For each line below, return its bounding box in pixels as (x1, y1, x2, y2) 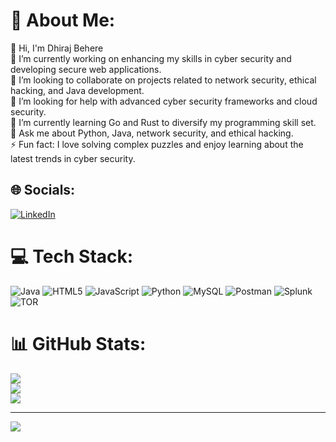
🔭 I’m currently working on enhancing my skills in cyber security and (10, 52, 292, 64)
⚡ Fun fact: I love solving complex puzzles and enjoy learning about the (10, 138, 304, 150)
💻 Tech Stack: (10, 245, 134, 268)
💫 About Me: (10, 9, 116, 32)
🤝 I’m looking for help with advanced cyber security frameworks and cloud (10, 95, 318, 107)
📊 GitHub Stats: (10, 332, 147, 355)
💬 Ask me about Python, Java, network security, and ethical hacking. (10, 127, 294, 139)
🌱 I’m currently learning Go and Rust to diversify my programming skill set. (10, 116, 317, 128)
